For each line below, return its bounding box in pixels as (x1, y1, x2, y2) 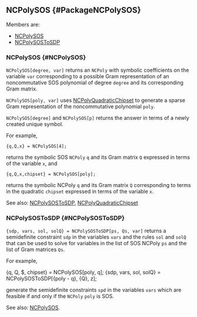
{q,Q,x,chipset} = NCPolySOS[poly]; (6, 171, 96, 178)
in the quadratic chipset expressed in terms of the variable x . (6, 188, 154, 195)
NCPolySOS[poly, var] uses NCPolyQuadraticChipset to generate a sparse (6, 97, 185, 104)
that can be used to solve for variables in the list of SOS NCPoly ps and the (6, 240, 187, 247)
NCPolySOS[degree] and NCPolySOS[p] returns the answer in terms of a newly (6, 115, 189, 122)
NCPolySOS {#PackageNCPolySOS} (6, 5, 141, 15)
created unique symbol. (6, 121, 64, 128)
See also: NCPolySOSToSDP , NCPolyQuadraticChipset (6, 199, 138, 206)
